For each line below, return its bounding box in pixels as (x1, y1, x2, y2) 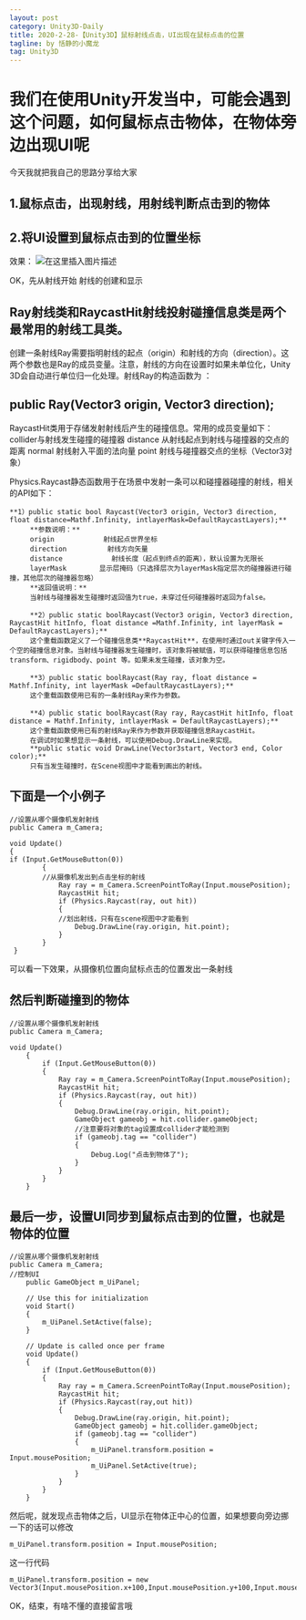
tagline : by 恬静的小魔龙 (9, 38, 100, 48)
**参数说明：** (29, 525, 80, 534)
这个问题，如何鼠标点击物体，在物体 (9, 112, 281, 133)
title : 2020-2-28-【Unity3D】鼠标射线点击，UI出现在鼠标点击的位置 (9, 30, 245, 39)
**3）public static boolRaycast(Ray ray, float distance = (29, 673, 258, 682)
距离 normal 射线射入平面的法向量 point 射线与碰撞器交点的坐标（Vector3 (9, 445, 285, 456)
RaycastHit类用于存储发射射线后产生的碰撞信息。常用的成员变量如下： (9, 422, 273, 433)
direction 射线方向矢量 (29, 544, 148, 553)
